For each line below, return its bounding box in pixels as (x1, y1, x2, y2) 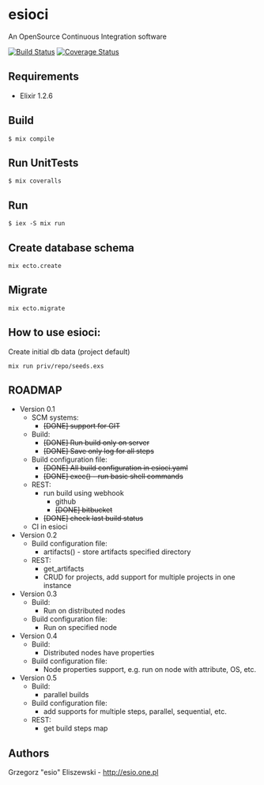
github (55, 496, 77, 507)
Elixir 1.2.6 (19, 91, 53, 100)
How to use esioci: (8, 326, 101, 339)
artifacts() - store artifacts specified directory (43, 547, 191, 557)
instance (43, 581, 72, 591)
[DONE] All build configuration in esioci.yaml (43, 463, 188, 473)
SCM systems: (31, 413, 79, 422)
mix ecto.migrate (8, 304, 66, 312)
